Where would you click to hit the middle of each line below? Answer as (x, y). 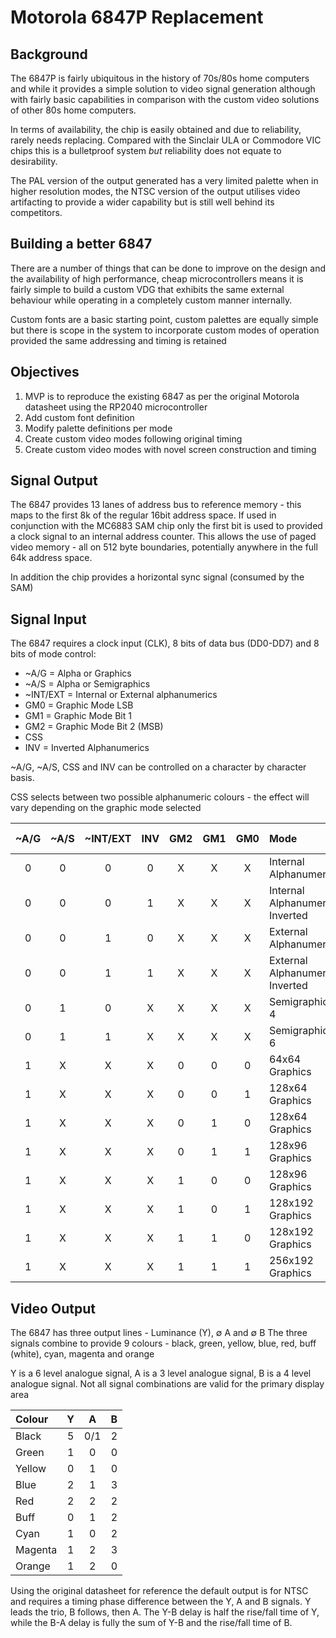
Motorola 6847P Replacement (137, 17)
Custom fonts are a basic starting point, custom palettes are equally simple (164, 319)
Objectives (45, 372)
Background (49, 54)
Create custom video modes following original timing (133, 438)
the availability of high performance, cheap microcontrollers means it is (157, 278)
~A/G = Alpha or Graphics (78, 673)
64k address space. (51, 558)
